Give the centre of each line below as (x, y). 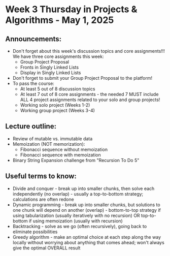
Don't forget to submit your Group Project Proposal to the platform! (82, 78)
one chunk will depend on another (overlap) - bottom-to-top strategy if (87, 210)
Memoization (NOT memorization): (49, 144)
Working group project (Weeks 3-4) (58, 110)
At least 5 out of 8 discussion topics (58, 89)
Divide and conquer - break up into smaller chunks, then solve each (83, 188)
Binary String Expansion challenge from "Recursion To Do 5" (76, 160)
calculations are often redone (43, 199)
